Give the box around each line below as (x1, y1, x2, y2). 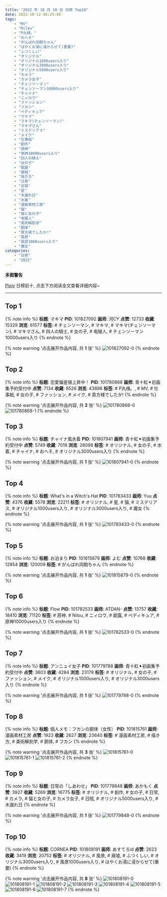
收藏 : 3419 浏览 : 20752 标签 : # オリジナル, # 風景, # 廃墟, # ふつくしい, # (5, 853, 154, 858)
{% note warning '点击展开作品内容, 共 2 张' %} (5, 402, 102, 408)
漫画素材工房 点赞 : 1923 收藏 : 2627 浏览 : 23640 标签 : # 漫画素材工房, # (5, 732, 151, 738)
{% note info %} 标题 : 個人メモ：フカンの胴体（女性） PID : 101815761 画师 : (5, 726, 158, 732)
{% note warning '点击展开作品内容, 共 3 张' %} (5, 749, 102, 755)
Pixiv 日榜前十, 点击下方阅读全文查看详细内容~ (5, 282, 100, 288)
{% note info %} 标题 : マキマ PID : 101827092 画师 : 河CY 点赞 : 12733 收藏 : (5, 316, 156, 322)
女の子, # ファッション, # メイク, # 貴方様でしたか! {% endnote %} (20, 391, 157, 397)
